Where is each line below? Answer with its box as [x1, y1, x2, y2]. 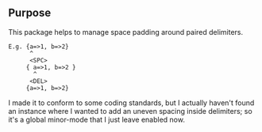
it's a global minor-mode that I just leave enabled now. [8, 115, 185, 124]
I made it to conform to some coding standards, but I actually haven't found [8, 98, 255, 107]
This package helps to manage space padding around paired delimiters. [8, 27, 244, 36]
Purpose [8, 6, 52, 20]
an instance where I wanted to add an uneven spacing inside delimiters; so [8, 106, 252, 115]
